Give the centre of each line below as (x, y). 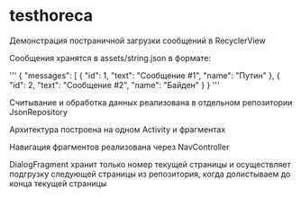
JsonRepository (38, 112)
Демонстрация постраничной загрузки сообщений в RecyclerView (137, 40)
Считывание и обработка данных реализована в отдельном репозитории (151, 102)
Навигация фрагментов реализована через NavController (119, 147)
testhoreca (51, 16)
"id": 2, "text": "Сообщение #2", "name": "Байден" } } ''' (114, 85)
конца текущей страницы (58, 183)
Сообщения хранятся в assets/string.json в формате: (110, 58)
